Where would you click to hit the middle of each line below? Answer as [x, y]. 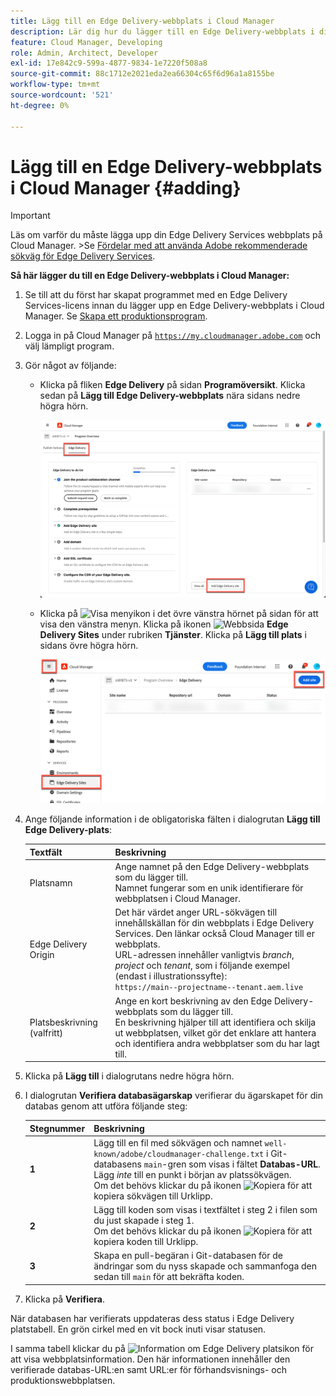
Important [30, 216]
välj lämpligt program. [69, 346]
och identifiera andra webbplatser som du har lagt [217, 1043]
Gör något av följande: [70, 366]
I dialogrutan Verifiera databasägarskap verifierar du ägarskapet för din [173, 1096]
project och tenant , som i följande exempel [202, 966]
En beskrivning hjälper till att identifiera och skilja [215, 1022]
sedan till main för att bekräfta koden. [169, 1277]
